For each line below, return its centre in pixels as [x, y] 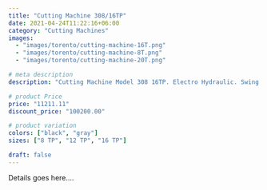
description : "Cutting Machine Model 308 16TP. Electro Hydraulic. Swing [134, 82]
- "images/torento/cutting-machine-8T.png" [89, 53]
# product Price [35, 97]
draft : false [30, 155]
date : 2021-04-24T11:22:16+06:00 [64, 23]
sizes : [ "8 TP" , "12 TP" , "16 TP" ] [68, 141]
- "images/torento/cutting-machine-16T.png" [91, 46]
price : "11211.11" [39, 104]
